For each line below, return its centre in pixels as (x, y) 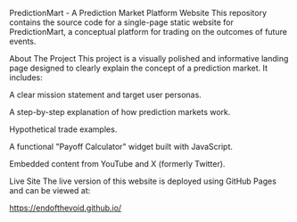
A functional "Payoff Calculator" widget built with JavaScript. (121, 147)
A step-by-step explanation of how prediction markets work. (120, 112)
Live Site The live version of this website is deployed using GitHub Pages (143, 181)
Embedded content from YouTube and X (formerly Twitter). (117, 164)
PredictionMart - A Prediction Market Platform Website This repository (138, 13)
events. (23, 41)
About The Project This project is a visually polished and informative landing (149, 58)
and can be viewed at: (50, 190)
